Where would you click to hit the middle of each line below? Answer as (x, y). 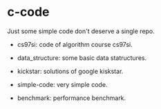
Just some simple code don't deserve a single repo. (81, 31)
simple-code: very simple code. (62, 84)
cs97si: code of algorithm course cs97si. (75, 44)
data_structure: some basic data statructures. (82, 58)
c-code (28, 12)
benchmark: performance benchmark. (72, 98)
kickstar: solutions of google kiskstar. (70, 71)
